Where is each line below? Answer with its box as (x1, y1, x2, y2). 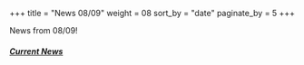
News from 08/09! (9, 25, 79, 35)
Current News (9, 45, 64, 57)
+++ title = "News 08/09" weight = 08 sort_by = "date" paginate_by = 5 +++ (9, 8, 296, 18)
